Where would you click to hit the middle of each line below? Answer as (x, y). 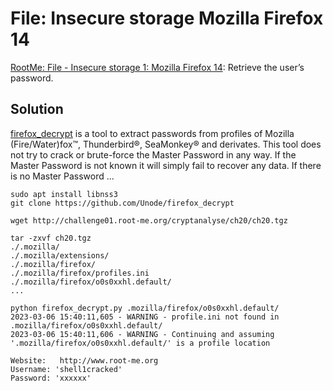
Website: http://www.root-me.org (84, 360)
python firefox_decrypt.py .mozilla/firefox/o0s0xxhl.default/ (145, 308)
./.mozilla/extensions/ (60, 255)
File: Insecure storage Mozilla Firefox (167, 18)
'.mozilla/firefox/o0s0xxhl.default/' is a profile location (140, 343)
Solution (37, 109)
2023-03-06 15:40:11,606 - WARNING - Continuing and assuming (142, 334)
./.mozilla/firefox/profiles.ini (80, 273)
